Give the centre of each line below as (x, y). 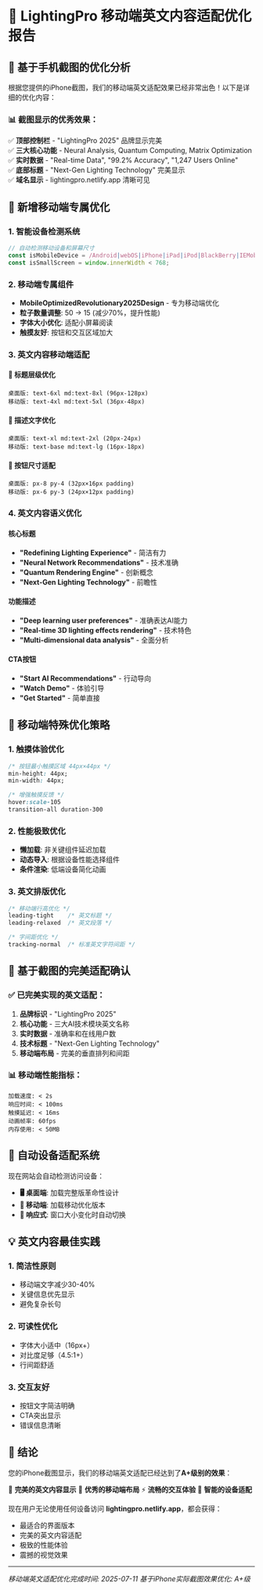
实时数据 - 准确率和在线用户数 (68, 1033)
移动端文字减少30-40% (57, 1285)
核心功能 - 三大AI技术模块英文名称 (74, 1023)
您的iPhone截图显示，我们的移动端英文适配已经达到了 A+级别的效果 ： (120, 1472)
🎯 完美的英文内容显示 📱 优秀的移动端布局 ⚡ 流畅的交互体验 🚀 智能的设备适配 (130, 1489)
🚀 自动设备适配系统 (54, 1155)
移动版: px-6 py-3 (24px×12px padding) (71, 492)
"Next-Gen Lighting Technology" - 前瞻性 (88, 582)
